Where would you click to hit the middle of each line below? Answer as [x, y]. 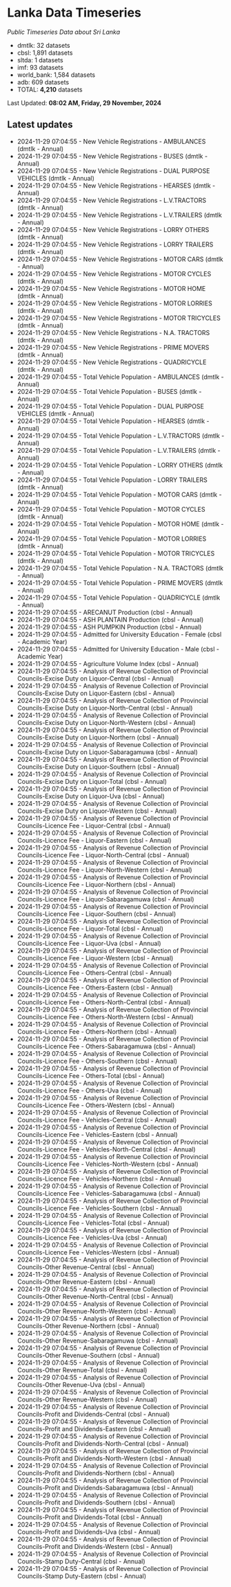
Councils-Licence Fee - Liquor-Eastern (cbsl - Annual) [94, 840]
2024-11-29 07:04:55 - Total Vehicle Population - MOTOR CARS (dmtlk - [119, 494]
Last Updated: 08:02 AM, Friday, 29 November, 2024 [84, 102]
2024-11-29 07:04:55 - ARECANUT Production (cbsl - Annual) [105, 612]
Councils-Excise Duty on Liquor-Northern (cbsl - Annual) [98, 737]
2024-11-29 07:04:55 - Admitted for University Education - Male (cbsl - [118, 649]
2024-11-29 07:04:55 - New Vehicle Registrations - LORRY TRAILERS [115, 244]
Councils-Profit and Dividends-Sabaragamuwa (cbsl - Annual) [106, 1487]
